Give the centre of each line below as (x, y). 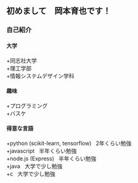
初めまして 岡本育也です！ (59, 11)
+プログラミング (27, 105)
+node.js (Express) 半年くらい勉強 (52, 159)
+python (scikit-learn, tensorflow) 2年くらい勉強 (69, 143)
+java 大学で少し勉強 (34, 166)
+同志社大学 (22, 61)
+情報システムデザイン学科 (40, 76)
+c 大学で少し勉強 (31, 174)
